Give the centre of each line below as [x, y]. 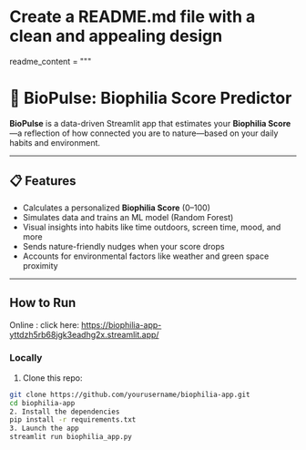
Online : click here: [45, 324]
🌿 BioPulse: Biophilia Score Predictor [151, 98]
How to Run [43, 303]
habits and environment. [55, 142]
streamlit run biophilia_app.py [71, 437]
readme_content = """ [51, 61]
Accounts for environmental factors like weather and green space [146, 256]
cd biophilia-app [42, 403]
